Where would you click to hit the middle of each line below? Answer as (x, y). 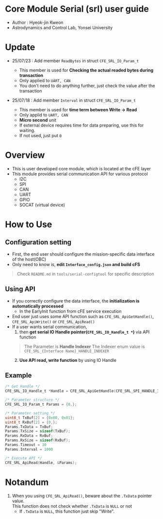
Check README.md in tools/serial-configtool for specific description (85, 274)
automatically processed (38, 306)
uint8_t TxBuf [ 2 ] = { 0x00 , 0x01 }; (40, 418)
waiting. (27, 130)
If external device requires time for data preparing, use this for (81, 125)
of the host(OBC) (29, 259)
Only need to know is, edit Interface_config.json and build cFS (76, 264)
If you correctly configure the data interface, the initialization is (76, 301)
